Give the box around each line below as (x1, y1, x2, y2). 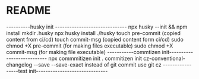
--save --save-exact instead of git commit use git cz (33, 61, 162, 68)
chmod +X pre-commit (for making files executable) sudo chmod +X (6, 42, 173, 49)
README (6, 4, 51, 17)
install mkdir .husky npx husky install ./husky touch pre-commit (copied (6, 29, 181, 36)
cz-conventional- (143, 55, 186, 62)
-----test (6, 67, 28, 74)
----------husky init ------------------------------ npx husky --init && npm (6, 23, 188, 30)
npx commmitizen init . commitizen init (48, 55, 143, 62)
